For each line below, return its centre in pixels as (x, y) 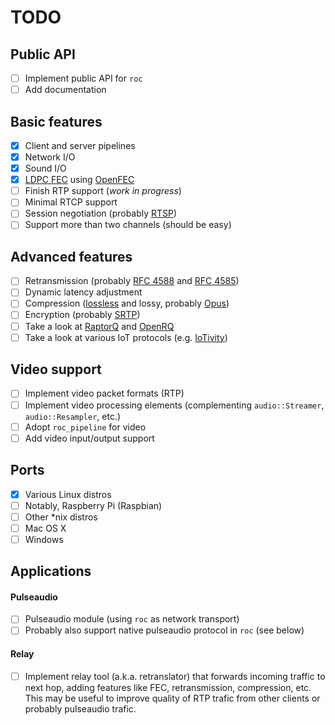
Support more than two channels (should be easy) (128, 225)
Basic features (56, 121)
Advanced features (71, 256)
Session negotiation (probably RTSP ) (101, 213)
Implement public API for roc (83, 78)
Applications (51, 571)
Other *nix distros (61, 517)
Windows (44, 539)
